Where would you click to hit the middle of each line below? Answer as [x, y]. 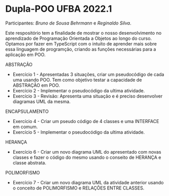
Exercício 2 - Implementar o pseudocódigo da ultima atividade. [79, 90]
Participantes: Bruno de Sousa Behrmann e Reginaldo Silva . [68, 23]
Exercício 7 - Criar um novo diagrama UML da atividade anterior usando [88, 182]
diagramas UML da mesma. [42, 101]
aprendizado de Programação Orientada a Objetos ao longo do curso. [79, 38]
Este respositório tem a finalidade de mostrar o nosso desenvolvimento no [83, 33]
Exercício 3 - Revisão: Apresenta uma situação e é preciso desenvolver [88, 96]
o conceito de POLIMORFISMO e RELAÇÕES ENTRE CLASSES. [78, 188]
